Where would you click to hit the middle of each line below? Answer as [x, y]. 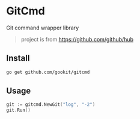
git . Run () [19, 110]
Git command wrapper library [43, 28]
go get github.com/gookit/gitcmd [48, 72]
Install [18, 58]
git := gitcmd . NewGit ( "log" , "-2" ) [51, 105]
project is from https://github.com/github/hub [77, 39]
